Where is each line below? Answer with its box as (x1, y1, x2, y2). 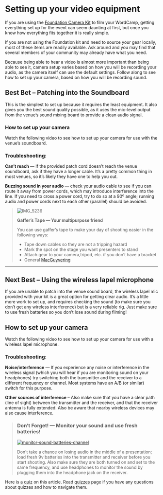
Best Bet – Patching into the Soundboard (5, 88, 130, 97)
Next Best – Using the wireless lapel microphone (5, 276, 154, 284)
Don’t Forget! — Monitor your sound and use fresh (16, 422, 138, 429)
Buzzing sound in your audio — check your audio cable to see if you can (5, 183, 152, 189)
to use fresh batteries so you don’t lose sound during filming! (5, 309, 127, 315)
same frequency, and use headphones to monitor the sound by (16, 464, 143, 470)
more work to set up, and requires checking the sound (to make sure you (5, 299, 151, 305)
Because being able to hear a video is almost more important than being (5, 59, 149, 65)
